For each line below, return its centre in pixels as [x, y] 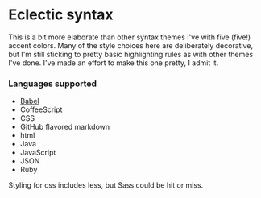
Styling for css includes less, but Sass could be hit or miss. [106, 185]
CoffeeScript [41, 109]
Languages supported [52, 84]
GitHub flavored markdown [65, 127]
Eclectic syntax [61, 15]
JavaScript [38, 153]
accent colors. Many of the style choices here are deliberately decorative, [131, 45]
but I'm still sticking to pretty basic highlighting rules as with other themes [131, 54]
